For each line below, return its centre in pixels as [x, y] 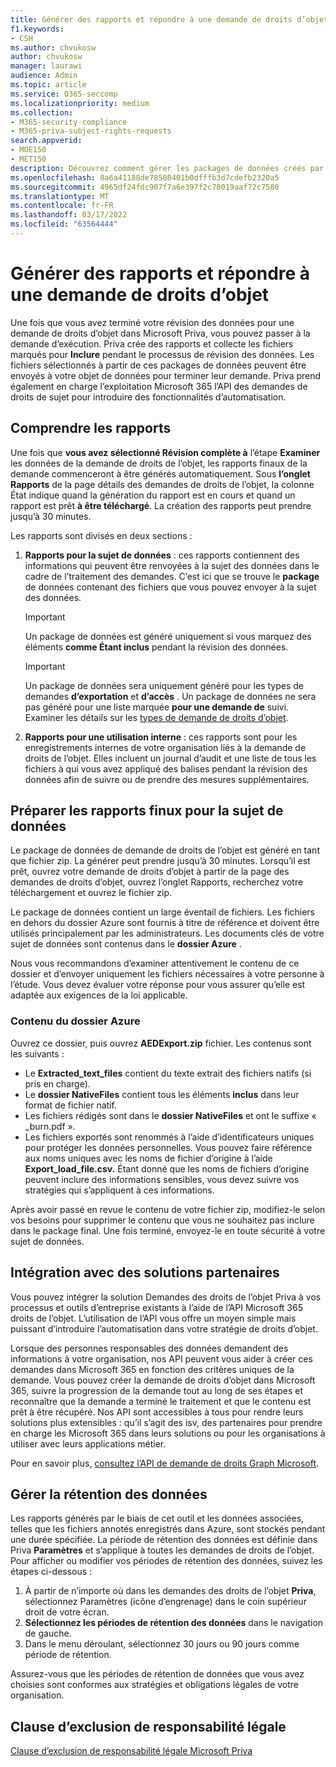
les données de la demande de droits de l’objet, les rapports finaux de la [159, 463]
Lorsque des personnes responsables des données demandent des [149, 1348]
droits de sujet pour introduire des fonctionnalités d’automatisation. [148, 397]
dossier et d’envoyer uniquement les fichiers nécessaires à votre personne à [167, 974]
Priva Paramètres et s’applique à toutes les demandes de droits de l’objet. [162, 1550]
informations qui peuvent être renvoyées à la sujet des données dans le [172, 565]
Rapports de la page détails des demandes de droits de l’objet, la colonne [162, 484]
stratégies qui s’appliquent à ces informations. [119, 1190]
